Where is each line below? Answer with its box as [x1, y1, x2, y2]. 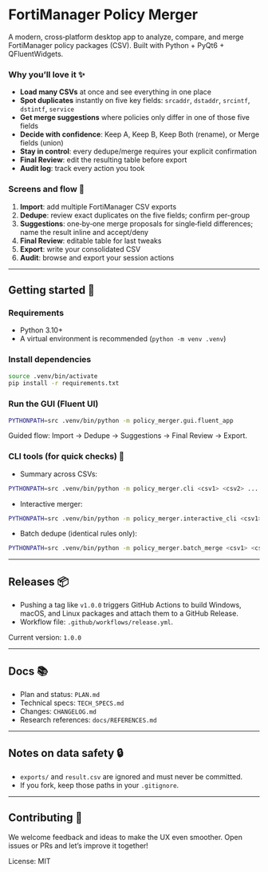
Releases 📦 [8, 575, 69, 588]
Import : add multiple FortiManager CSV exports [19, 201, 177, 211]
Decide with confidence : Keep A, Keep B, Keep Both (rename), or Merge [19, 129, 260, 139]
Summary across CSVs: [19, 469, 98, 479]
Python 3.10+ [19, 325, 64, 335]
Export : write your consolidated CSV [19, 244, 141, 253]
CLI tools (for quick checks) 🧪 [8, 451, 125, 462]
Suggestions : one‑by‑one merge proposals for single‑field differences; [19, 218, 254, 229]
